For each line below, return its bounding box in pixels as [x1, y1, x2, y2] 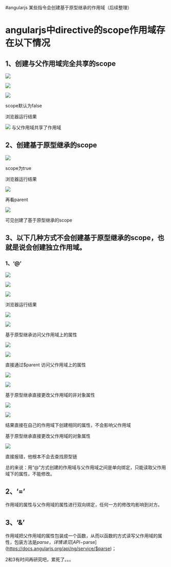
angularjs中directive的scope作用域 [5, 25, 157, 36]
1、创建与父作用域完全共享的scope [5, 59, 116, 68]
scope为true [5, 165, 32, 171]
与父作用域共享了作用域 [11, 125, 61, 130]
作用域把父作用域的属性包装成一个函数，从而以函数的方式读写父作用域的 [5, 533, 158, 539]
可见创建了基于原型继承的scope [5, 217, 73, 223]
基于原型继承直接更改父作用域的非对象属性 [5, 392, 95, 398]
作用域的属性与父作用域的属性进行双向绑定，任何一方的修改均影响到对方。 [5, 502, 162, 508]
